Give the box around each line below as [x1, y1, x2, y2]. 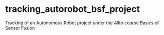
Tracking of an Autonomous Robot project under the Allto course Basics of [5, 20, 159, 26]
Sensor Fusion [5, 25, 35, 31]
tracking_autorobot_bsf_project [5, 3, 140, 15]
